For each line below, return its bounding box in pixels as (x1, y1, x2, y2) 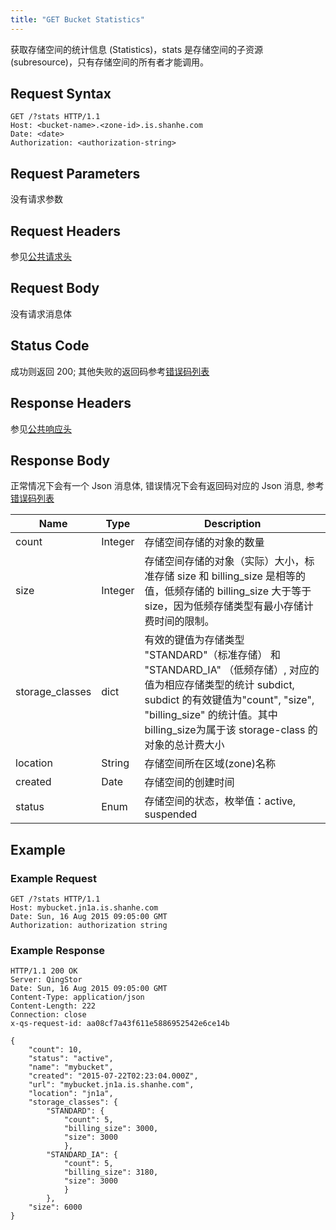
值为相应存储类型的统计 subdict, (144, 678, 295, 692)
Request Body (10, 280, 100, 297)
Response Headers (10, 395, 132, 412)
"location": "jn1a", (28, 1089, 114, 1099)
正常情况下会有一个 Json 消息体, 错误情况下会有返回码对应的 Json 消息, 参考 (10, 480, 325, 492)
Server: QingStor (10, 975, 83, 985)
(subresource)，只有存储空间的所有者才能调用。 (10, 56, 209, 68)
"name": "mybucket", (28, 1062, 114, 1073)
